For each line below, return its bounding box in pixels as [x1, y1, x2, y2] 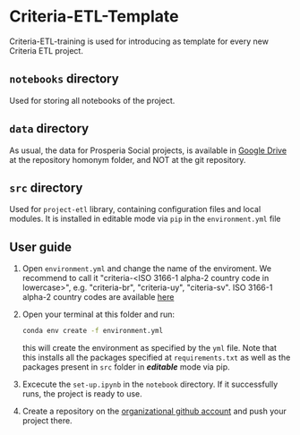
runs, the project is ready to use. [21, 388, 143, 399]
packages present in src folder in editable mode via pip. [21, 362, 230, 372]
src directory [9, 180, 83, 195]
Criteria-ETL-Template [9, 6, 179, 27]
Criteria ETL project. [9, 45, 83, 55]
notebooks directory [9, 72, 119, 87]
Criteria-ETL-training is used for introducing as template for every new [9, 36, 269, 47]
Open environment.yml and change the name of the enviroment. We [21, 263, 271, 274]
